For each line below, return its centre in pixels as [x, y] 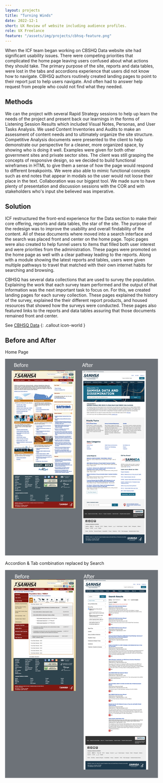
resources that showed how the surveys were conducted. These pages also [81, 305]
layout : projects [23, 10]
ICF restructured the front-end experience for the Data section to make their [81, 218]
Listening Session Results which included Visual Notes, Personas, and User [80, 124]
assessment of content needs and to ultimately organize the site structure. [79, 134]
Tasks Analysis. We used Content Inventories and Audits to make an [73, 129]
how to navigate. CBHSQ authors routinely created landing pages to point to [81, 76]
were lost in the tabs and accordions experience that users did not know [77, 71]
